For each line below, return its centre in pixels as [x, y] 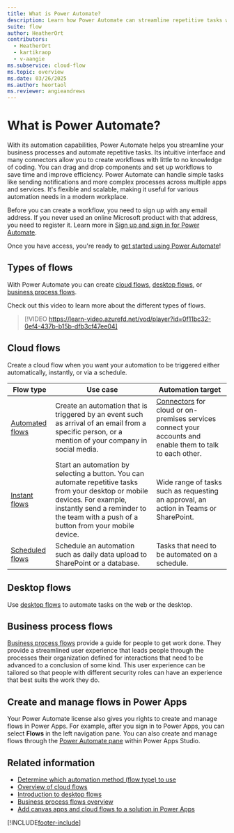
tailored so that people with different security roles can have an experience [115, 673]
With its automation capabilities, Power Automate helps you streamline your [116, 145]
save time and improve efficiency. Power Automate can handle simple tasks [116, 175]
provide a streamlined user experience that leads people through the [106, 651]
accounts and [178, 436]
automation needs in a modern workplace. [68, 197]
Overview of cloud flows [52, 786]
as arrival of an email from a [101, 423]
